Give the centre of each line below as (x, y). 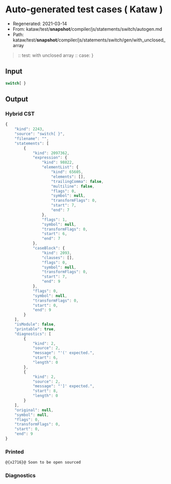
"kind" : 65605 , (67, 172)
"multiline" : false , (73, 186)
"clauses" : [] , (58, 258)
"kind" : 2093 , (57, 253)
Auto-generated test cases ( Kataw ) (84, 9)
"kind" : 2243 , (29, 129)
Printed (15, 452)
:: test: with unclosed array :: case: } (55, 55)
